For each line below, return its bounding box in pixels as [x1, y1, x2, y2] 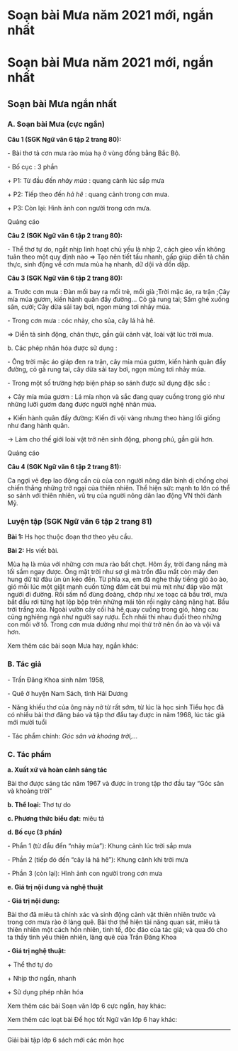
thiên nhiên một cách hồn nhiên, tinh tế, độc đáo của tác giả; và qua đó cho [7, 925, 228, 933]
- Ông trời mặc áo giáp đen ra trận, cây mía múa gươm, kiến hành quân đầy [7, 358, 227, 366]
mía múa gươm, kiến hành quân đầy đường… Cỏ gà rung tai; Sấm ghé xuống [7, 295, 229, 304]
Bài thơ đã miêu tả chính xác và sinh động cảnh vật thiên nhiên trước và [7, 910, 216, 918]
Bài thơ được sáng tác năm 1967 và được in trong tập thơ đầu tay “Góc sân [7, 779, 225, 787]
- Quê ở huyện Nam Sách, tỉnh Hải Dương [7, 689, 128, 697]
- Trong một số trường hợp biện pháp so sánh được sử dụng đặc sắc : [7, 379, 210, 388]
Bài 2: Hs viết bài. [7, 546, 59, 555]
